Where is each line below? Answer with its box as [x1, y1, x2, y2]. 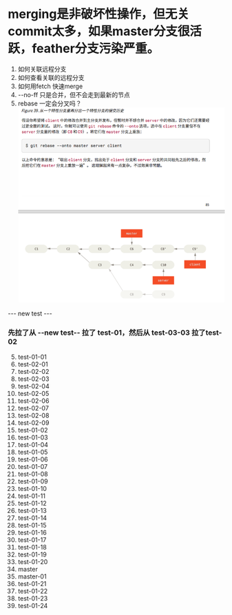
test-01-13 [17, 506, 47, 514]
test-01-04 [17, 440, 49, 448]
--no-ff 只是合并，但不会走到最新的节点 [17, 90, 130, 98]
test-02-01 [17, 359, 48, 368]
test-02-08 [17, 411, 50, 419]
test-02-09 [17, 418, 50, 427]
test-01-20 [17, 557, 48, 565]
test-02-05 [17, 389, 50, 397]
